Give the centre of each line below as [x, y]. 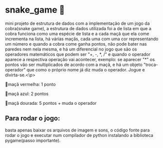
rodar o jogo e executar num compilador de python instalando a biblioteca [79, 135]
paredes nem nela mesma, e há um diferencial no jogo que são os [71, 49]
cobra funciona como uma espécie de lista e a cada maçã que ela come [77, 33]
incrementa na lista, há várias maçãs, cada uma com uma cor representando [82, 39]
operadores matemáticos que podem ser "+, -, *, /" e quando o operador [78, 54]
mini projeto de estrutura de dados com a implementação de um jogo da [77, 23]
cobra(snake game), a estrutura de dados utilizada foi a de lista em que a [78, 28]
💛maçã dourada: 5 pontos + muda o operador [51, 103]
